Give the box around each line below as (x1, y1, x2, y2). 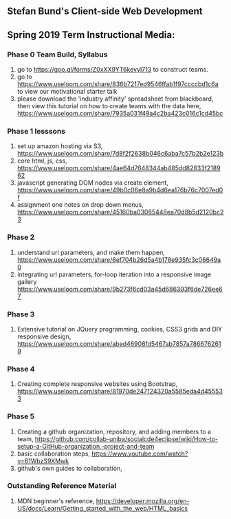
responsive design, (16, 332, 71, 340)
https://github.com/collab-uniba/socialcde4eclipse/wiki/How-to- (34, 434, 219, 443)
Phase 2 (7, 232, 35, 242)
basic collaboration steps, (16, 449, 91, 458)
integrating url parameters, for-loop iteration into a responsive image (16, 270, 212, 278)
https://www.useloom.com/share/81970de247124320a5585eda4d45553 (16, 387, 223, 396)
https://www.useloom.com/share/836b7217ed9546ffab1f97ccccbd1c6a (16, 80, 219, 88)
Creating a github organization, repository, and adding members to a (16, 427, 212, 436)
